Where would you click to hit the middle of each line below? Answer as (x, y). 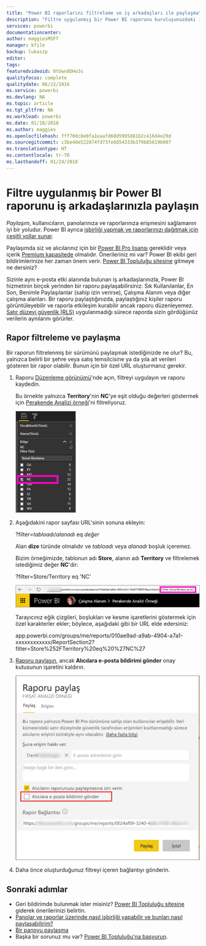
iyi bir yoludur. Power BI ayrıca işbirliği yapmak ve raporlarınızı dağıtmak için (102, 229)
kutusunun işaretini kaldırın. (50, 667)
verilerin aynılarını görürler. (40, 318)
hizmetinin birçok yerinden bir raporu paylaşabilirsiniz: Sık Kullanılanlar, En (100, 286)
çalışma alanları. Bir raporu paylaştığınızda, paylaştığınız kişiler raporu (94, 299)
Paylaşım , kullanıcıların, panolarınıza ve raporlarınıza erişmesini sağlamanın (101, 223)
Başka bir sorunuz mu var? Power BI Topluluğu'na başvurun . (91, 937)
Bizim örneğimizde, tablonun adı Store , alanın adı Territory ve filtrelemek (107, 558)
